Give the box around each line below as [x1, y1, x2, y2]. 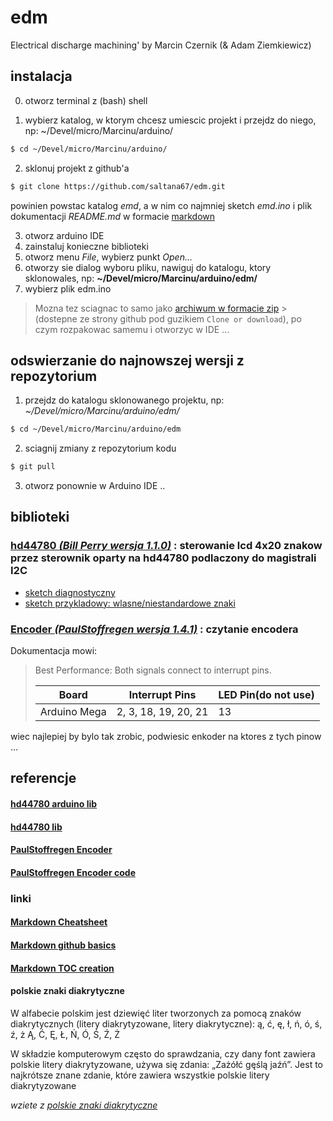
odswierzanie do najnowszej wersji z [10, 352, 245, 369]
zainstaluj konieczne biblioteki [24, 240, 149, 252]
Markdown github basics [10, 939, 117, 951]
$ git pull [10, 462, 56, 472]
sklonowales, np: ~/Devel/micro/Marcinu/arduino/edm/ [24, 272, 258, 284]
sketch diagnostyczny [24, 586, 116, 598]
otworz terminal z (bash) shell [24, 94, 148, 106]
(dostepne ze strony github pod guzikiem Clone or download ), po [34, 312, 302, 325]
